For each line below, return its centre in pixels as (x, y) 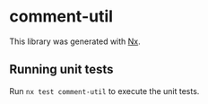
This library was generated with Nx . (75, 41)
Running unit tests (61, 69)
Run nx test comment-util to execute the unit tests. (104, 91)
